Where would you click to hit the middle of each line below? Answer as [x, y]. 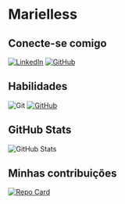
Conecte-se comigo [57, 43]
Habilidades [38, 86]
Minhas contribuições [62, 174]
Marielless [43, 14]
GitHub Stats [40, 130]
